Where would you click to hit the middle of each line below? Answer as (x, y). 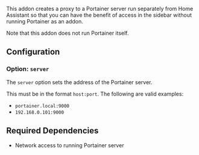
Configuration (33, 52)
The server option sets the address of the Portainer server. (79, 82)
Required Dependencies (52, 131)
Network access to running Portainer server (70, 145)
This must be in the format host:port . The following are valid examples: (95, 94)
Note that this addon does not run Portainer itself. (68, 33)
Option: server (28, 69)
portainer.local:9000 (42, 106)
